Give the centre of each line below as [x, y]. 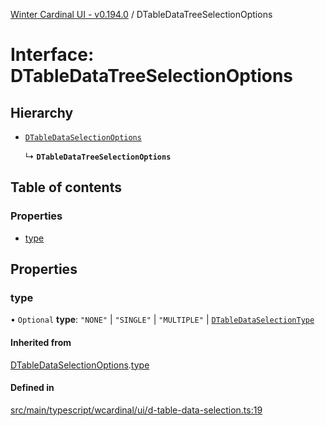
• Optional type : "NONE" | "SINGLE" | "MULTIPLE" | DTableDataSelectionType [162, 320]
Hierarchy [42, 112]
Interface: [52, 55]
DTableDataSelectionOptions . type [80, 365]
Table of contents [66, 187]
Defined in [32, 388]
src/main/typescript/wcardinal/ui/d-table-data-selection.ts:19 [136, 410]
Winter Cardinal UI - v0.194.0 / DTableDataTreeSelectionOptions [141, 14]
